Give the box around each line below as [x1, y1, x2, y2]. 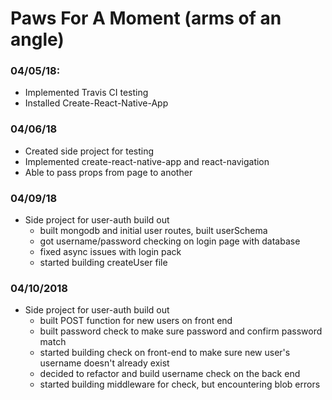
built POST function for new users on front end [39, 315, 233, 327]
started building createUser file [39, 257, 168, 269]
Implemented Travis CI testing [24, 87, 149, 99]
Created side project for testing [24, 145, 155, 157]
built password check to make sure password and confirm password [39, 325, 323, 337]
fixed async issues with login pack [39, 246, 182, 258]
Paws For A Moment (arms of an [10, 7, 282, 30]
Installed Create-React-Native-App [24, 97, 169, 109]
